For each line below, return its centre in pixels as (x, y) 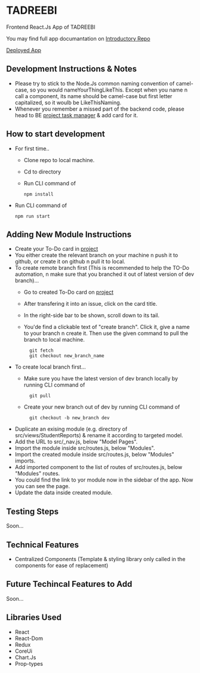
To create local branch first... (50, 367)
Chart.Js (25, 657)
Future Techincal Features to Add (69, 584)
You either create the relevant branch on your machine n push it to (96, 255)
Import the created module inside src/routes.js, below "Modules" (94, 455)
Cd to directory (42, 172)
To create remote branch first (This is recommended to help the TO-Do (102, 268)
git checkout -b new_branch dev (69, 418)
